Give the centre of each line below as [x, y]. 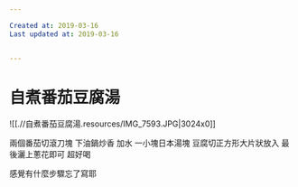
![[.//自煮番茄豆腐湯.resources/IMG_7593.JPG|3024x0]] [113, 124]
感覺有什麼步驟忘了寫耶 [53, 173]
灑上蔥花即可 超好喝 [54, 154]
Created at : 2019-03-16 [54, 25]
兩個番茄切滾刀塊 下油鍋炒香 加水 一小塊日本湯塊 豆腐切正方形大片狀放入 [144, 143]
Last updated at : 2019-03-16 [64, 34]
